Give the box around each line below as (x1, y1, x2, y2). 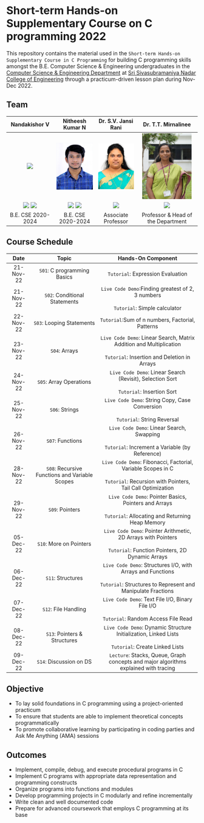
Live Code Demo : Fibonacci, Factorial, (102, 459, 193, 466)
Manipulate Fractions (121, 588, 174, 595)
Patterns (137, 322, 158, 330)
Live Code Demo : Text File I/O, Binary (103, 596, 192, 603)
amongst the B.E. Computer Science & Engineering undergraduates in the (6, 62, 190, 70)
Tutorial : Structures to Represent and (100, 581, 195, 588)
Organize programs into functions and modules (15, 785, 134, 793)
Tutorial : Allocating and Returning (104, 512, 191, 519)
